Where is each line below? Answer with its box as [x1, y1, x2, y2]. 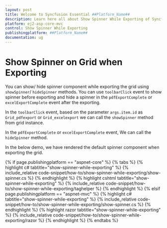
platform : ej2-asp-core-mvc [5, 21, 64, 26]
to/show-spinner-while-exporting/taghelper [5, 185, 94, 192]
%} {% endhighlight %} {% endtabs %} [38, 217, 118, 223]
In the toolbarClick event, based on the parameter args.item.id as [5, 109, 143, 115]
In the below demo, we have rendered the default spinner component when [5, 144, 160, 150]
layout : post [5, 7, 32, 12]
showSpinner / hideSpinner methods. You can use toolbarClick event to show [5, 89, 162, 95]
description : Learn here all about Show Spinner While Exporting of [5, 16, 150, 21]
